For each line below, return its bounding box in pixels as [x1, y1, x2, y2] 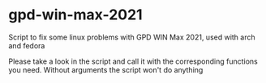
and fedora [8, 40, 45, 50]
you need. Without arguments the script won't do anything [8, 64, 204, 74]
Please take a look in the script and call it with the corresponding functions [8, 56, 258, 66]
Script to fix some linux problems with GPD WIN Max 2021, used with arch [8, 32, 255, 42]
